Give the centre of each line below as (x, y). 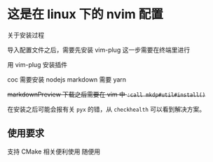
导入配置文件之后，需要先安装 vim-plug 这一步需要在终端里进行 (99, 50)
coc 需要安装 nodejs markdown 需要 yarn (67, 79)
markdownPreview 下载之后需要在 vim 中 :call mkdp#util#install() (106, 94)
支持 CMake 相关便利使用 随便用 (54, 152)
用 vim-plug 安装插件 (37, 64)
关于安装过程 (26, 35)
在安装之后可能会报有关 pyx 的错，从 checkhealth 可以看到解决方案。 (106, 109)
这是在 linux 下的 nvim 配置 (85, 14)
